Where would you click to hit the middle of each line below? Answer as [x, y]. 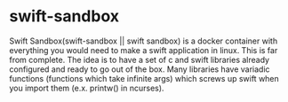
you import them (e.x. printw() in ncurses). [87, 88]
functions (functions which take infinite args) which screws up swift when [144, 78]
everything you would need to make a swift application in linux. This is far [144, 50]
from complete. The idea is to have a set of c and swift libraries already [139, 59]
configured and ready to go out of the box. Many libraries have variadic [140, 69]
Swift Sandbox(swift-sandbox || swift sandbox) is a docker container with [144, 41]
